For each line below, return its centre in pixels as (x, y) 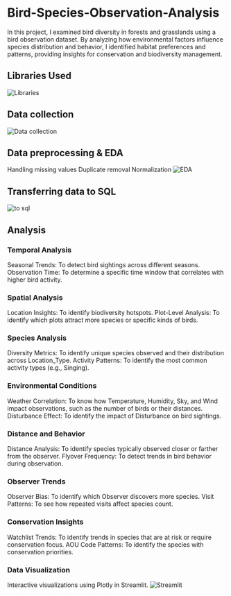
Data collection (41, 115)
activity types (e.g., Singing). (48, 368)
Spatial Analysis (35, 298)
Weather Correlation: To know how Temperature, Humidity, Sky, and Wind (113, 401)
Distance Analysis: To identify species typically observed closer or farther (113, 449)
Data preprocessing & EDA (65, 153)
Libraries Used (39, 76)
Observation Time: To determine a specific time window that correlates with (115, 272)
